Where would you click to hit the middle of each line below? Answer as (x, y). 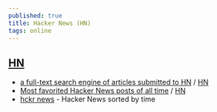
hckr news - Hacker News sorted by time (88, 99)
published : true (35, 16)
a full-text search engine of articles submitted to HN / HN (114, 82)
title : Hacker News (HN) (50, 23)
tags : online (30, 30)
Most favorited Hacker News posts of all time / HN (103, 91)
